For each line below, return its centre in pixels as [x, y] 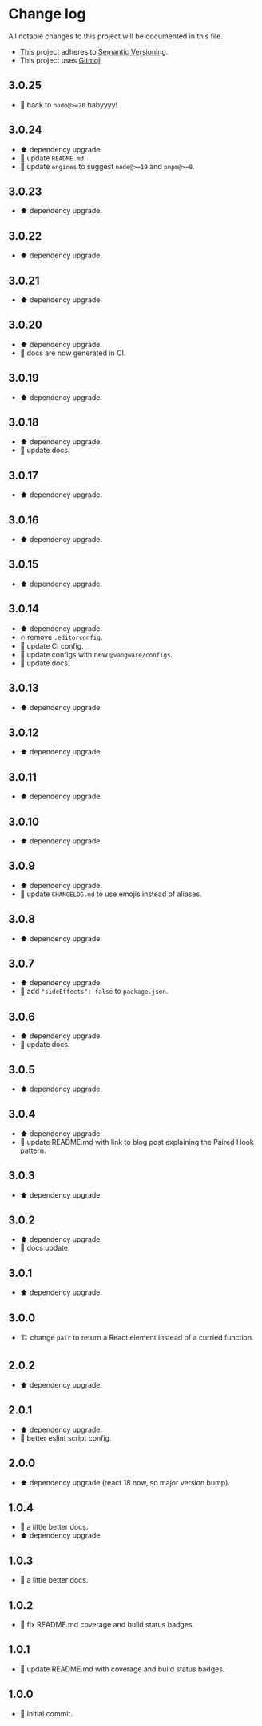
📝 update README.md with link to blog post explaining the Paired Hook [137, 1142]
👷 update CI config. [52, 645]
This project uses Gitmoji [61, 60]
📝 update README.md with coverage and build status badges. [122, 1669]
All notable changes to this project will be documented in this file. [116, 36]
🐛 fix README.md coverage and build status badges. [107, 1624]
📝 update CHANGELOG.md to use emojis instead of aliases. [111, 894]
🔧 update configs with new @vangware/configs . [96, 654]
